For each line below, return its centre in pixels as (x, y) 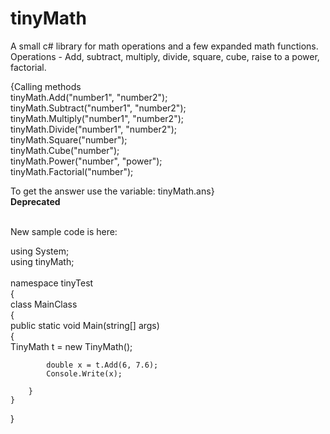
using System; (40, 251)
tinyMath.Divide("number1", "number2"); (94, 129)
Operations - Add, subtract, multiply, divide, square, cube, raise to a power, (165, 56)
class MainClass (44, 304)
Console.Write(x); (84, 373)
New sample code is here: (64, 231)
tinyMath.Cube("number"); (65, 150)
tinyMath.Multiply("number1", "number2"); (97, 118)
